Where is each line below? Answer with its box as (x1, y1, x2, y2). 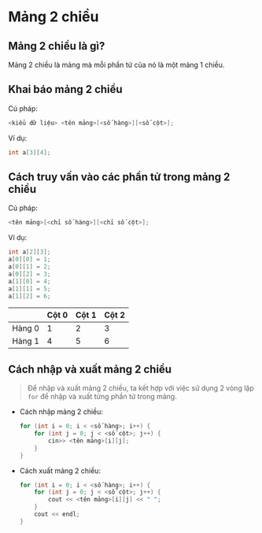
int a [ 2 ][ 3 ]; (8, 248, 51, 256)
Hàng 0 (12, 323, 39, 334)
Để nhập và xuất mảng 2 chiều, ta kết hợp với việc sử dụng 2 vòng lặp (27, 383, 254, 393)
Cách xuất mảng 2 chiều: (19, 465, 101, 476)
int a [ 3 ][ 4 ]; (8, 148, 51, 157)
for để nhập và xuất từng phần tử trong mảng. (27, 392, 177, 402)
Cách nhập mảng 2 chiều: (19, 407, 104, 416)
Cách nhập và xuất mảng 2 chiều (8, 362, 172, 376)
